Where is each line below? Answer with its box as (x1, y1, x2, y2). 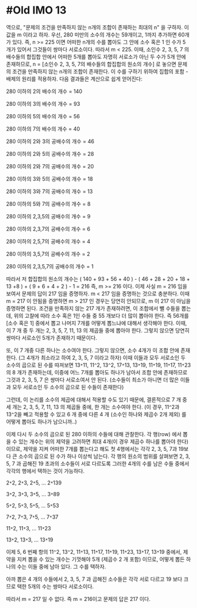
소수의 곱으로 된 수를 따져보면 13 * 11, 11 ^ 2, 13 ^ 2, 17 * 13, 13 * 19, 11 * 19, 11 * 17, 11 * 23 (6, 361, 191, 368)
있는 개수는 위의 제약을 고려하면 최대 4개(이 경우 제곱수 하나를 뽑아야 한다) (18, 438, 189, 445)
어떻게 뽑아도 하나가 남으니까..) (6, 418, 78, 425)
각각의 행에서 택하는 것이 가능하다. (6, 467, 85, 474)
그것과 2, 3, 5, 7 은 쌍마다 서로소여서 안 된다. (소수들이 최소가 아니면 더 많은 (6, 376, 179, 383)
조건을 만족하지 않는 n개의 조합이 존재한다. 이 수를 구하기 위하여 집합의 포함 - (12, 68, 188, 75)
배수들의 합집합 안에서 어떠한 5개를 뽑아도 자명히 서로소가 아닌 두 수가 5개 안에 (6, 53, 186, 60)
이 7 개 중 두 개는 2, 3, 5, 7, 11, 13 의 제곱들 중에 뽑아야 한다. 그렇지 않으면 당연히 (6, 327, 190, 334)
